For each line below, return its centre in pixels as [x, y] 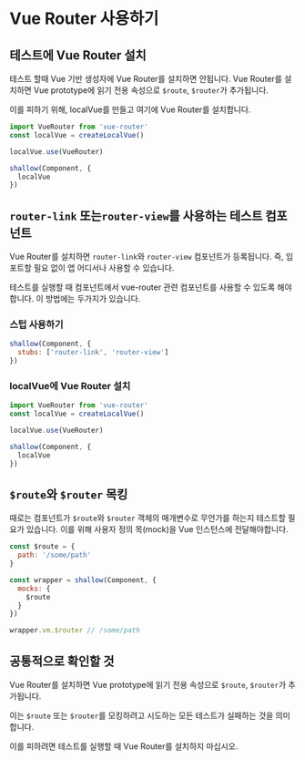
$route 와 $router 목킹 [69, 494]
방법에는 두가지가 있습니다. [93, 299]
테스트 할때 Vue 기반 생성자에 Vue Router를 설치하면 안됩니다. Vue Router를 [146, 79]
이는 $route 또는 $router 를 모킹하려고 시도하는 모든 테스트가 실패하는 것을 [142, 715]
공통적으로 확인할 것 [62, 661]
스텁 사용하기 [36, 324]
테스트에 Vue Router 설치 [78, 55]
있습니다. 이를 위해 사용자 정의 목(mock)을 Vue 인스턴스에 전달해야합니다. [157, 529]
